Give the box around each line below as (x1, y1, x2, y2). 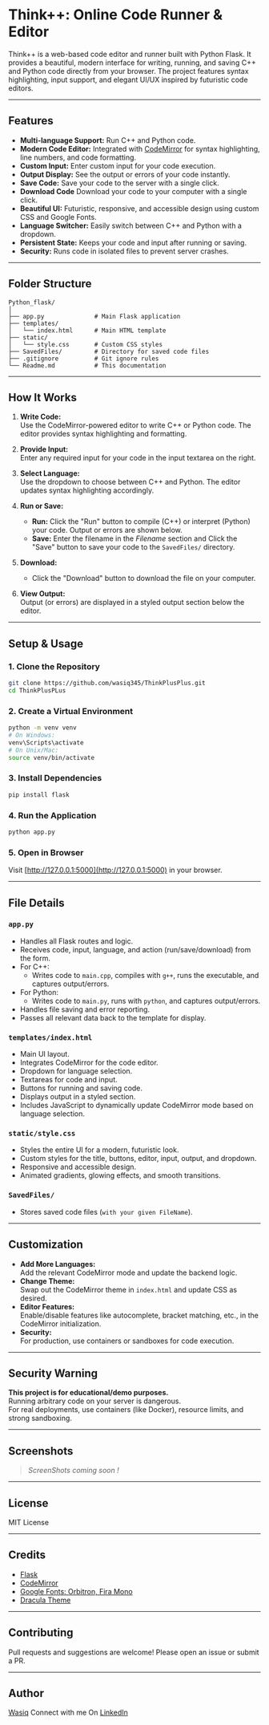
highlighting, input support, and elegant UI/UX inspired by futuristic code (8, 75, 248, 84)
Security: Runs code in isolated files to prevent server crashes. (19, 246, 230, 256)
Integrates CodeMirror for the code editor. (19, 1057, 159, 1068)
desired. (19, 1293, 48, 1303)
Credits (8, 1548, 46, 1562)
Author (8, 1686, 44, 1700)
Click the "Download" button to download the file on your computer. (31, 574, 256, 583)
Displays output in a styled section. (19, 1092, 136, 1102)
